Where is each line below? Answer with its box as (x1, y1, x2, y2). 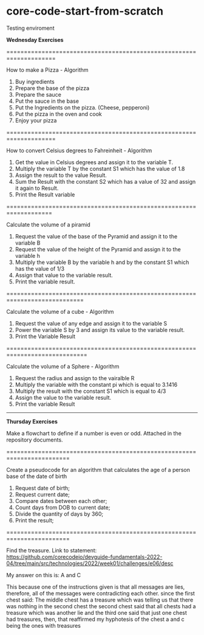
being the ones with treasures (6, 622, 81, 629)
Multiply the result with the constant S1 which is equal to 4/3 (15, 387, 166, 395)
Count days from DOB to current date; (15, 504, 110, 511)
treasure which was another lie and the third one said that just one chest (6, 609, 187, 616)
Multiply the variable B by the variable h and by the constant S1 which (15, 259, 189, 266)
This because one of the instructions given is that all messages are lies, (6, 583, 185, 591)
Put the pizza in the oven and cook (15, 110, 102, 117)
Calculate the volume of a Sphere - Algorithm (6, 363, 120, 370)
